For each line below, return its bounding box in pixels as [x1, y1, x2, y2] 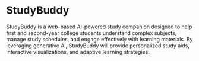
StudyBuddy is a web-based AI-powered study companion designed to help [6, 23, 192, 30]
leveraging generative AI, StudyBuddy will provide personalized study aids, [6, 42, 190, 49]
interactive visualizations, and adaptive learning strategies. [6, 48, 150, 55]
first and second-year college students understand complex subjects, [6, 29, 177, 36]
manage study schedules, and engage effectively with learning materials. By [6, 36, 193, 43]
